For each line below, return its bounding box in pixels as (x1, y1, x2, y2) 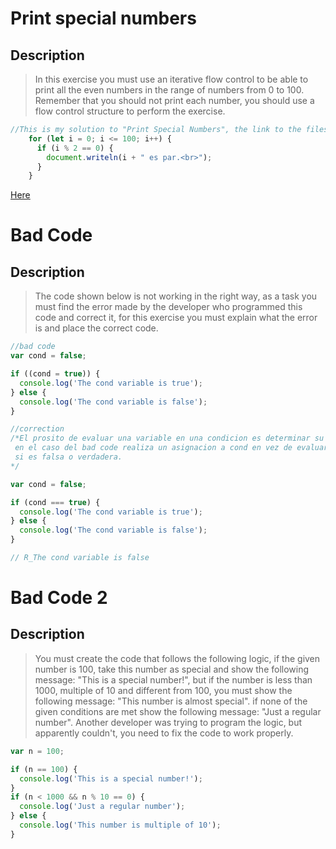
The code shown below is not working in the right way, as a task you (34, 290, 318, 302)
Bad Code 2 (10, 587, 108, 609)
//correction (10, 424, 65, 434)
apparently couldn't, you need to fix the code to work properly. (34, 727, 294, 739)
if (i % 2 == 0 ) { (36, 143, 114, 153)
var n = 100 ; (10, 746, 65, 756)
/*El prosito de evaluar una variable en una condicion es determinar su (10, 433, 325, 444)
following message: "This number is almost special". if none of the (34, 695, 308, 707)
